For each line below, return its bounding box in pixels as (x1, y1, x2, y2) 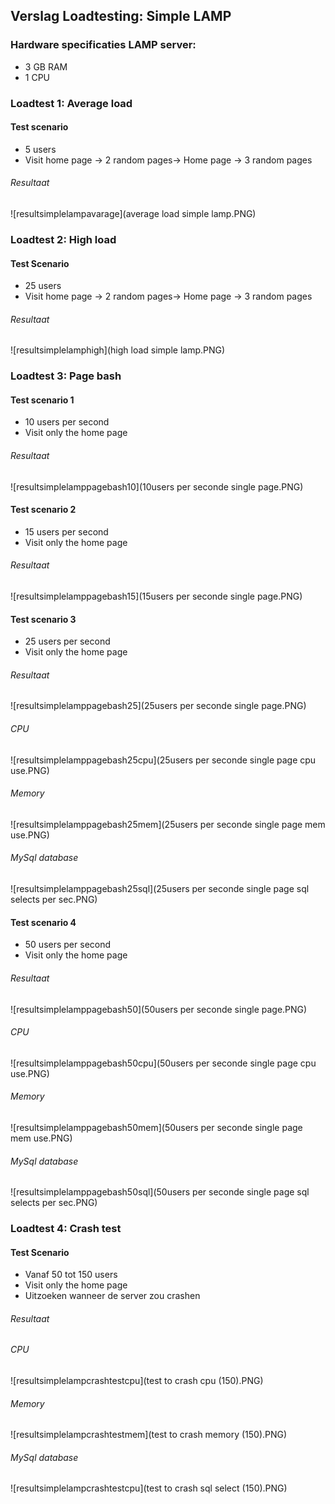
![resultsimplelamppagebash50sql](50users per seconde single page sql (10, 1186, 310, 1198)
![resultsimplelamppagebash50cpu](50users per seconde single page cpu (10, 1057, 317, 1069)
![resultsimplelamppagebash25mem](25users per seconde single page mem (10, 818, 326, 830)
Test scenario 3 (10, 613, 77, 625)
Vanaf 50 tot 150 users (24, 1269, 118, 1281)
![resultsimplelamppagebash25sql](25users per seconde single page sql (10, 883, 310, 895)
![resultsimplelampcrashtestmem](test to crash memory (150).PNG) (10, 1429, 288, 1441)
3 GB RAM (24, 60, 68, 73)
